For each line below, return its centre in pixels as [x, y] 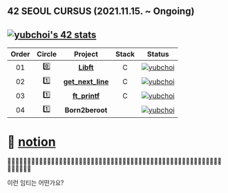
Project [86, 54]
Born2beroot [86, 110]
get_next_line [86, 81]
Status [158, 54]
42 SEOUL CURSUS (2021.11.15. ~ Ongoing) [101, 11]
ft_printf [86, 96]
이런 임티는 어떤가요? [36, 183]
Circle [47, 54]
